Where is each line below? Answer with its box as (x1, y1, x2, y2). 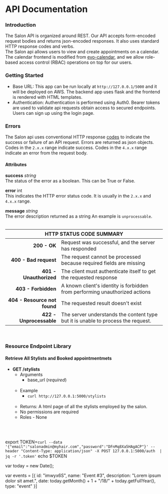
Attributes (5, 161, 27, 168)
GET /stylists (12, 366, 40, 372)
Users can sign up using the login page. (12, 110, 95, 116)
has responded (61, 245, 96, 252)
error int (5, 188, 22, 194)
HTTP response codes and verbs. (5, 44, 75, 50)
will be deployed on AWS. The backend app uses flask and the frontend (12, 89, 160, 95)
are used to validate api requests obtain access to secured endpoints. (12, 104, 156, 111)
